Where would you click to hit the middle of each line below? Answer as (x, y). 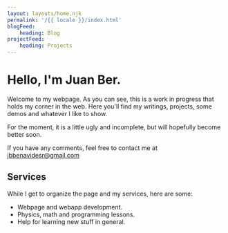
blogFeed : (21, 26)
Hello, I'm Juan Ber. (64, 80)
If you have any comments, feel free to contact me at (82, 148)
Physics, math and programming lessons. (76, 214)
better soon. (25, 134)
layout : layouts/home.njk (44, 13)
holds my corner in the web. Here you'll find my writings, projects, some (110, 106)
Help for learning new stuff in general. (71, 221)
